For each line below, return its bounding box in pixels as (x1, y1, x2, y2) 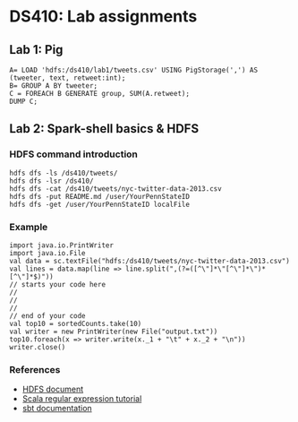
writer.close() (9, 342, 66, 351)
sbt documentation (21, 403, 92, 414)
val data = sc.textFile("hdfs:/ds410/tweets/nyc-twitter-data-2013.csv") (9, 256, 291, 265)
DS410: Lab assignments (9, 6, 198, 27)
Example (9, 220, 48, 233)
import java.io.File (9, 248, 87, 257)
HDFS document (21, 383, 84, 395)
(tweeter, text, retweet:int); (9, 73, 126, 82)
